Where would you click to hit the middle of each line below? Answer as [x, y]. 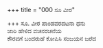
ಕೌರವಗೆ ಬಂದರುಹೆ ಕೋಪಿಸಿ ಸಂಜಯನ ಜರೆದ [52, 39]
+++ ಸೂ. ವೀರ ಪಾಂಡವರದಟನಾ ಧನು [46, 23]
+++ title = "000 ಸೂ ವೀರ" [41, 10]
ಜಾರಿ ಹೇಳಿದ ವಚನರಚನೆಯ [34, 31]
